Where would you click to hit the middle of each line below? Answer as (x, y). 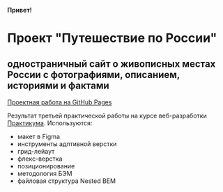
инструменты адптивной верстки (67, 144)
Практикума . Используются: (50, 123)
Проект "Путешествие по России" (112, 38)
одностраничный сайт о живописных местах (111, 64)
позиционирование (46, 166)
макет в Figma (39, 136)
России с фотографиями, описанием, (93, 75)
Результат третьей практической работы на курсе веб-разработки (107, 115)
